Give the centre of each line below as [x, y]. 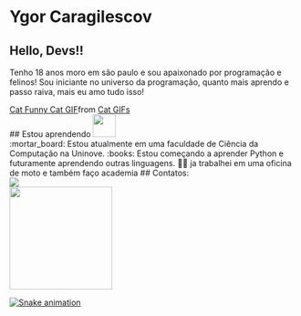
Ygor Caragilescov [81, 17]
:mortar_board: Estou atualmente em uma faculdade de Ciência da [134, 144]
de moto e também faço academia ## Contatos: [99, 173]
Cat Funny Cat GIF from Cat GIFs [70, 110]
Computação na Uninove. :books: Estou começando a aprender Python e [147, 153]
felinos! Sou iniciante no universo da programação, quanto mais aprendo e [149, 82]
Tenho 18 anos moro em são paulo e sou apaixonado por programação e [145, 72]
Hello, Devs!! [47, 51]
